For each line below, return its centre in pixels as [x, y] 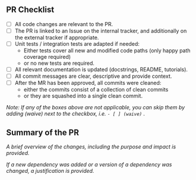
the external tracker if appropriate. [57, 37]
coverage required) [47, 57]
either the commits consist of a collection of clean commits [96, 90]
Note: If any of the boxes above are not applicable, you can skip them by [96, 108]
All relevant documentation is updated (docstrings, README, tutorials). [101, 70]
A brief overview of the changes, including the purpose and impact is [91, 147]
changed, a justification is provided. [50, 171]
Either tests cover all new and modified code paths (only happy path [107, 50]
